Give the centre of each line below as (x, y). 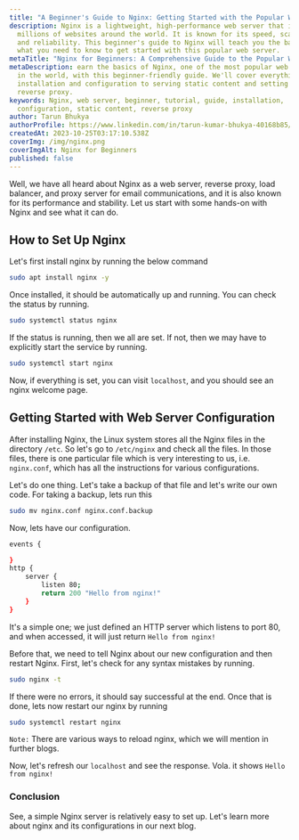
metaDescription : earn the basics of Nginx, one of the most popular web (149, 68)
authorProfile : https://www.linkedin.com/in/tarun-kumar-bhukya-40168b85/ (151, 126)
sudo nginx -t (36, 679)
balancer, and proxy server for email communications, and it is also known (145, 193)
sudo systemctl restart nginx (65, 722)
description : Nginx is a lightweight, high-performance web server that (147, 26)
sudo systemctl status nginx (63, 321)
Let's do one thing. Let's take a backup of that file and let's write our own (143, 485)
